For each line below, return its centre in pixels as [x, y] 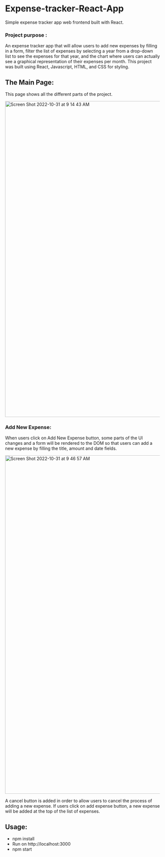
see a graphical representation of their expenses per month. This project [78, 62]
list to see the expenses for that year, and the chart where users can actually [82, 56]
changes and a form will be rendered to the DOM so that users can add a [79, 443]
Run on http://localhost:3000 [41, 844]
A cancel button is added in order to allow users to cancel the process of [79, 801]
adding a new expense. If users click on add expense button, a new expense [82, 806]
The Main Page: [29, 82]
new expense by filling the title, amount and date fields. [61, 448]
